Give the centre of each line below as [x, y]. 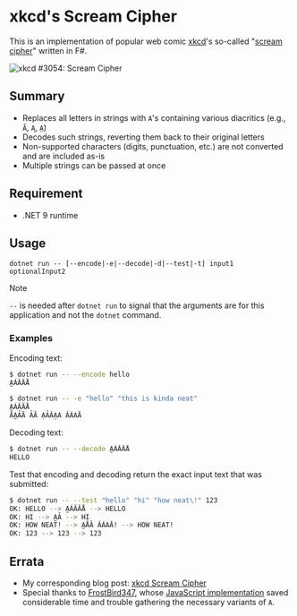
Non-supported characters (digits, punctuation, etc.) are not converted [153, 146]
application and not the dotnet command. [85, 315]
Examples [31, 338]
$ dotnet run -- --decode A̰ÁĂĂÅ [69, 449]
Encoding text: [36, 358]
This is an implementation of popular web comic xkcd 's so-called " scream [146, 41]
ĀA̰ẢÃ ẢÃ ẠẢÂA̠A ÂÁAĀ [46, 415]
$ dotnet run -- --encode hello [69, 374]
